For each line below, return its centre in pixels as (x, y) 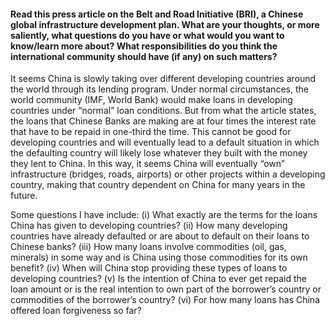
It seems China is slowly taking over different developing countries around (163, 79)
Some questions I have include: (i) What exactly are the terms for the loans (164, 215)
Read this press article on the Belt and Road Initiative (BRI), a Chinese (157, 14)
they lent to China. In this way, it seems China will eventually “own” (147, 164)
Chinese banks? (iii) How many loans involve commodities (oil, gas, (148, 247)
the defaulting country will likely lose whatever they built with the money (159, 153)
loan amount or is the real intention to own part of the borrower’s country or (166, 289)
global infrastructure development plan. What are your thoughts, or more (165, 24)
